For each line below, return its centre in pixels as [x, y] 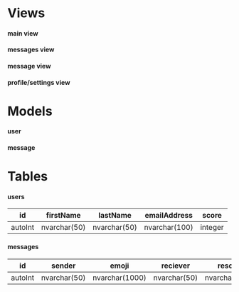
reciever [176, 266]
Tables [28, 177]
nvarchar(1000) [119, 278]
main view [23, 33]
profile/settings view [39, 82]
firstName [63, 216]
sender [63, 266]
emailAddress [169, 216]
